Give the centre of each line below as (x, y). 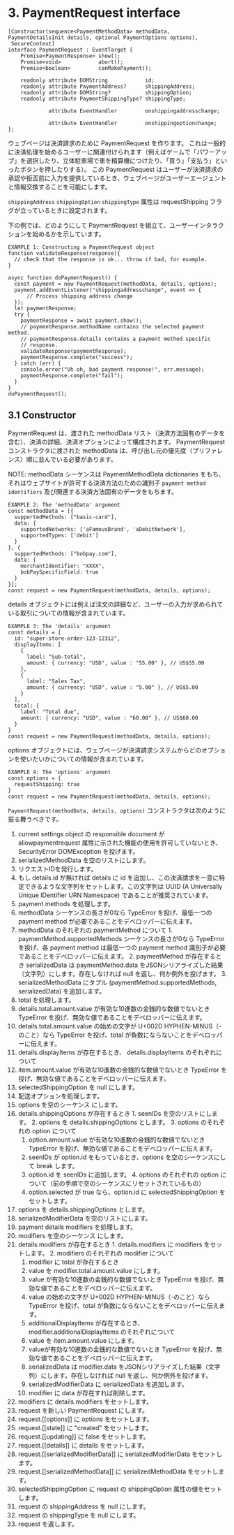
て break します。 (53, 1165)
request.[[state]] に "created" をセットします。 (85, 1427)
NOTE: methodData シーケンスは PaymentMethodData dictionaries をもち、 (116, 474)
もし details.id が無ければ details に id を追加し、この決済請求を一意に (118, 878)
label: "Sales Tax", (56, 681)
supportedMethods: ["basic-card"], (66, 517)
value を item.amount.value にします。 (83, 1340)
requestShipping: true (47, 784)
